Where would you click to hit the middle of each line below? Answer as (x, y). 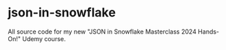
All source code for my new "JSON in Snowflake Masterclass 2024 (102, 32)
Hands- (209, 32)
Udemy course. (44, 38)
